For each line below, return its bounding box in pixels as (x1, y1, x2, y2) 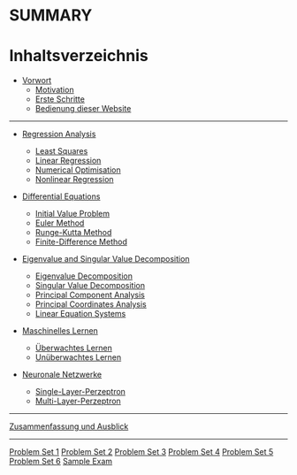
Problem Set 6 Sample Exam (9, 456, 113, 467)
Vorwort (21, 75, 52, 86)
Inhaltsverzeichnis (9, 46, 148, 66)
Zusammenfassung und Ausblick (9, 421, 129, 432)
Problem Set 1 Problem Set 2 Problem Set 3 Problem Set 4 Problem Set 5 (9, 447, 274, 457)
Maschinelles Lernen (21, 326, 99, 336)
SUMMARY (9, 5, 93, 26)
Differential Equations (21, 191, 101, 202)
